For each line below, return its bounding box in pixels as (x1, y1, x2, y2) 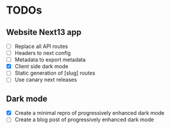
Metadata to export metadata (14, 56, 86, 63)
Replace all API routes (14, 43, 68, 50)
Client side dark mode (14, 63, 69, 70)
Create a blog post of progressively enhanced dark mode (14, 116, 155, 123)
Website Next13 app (6, 27, 81, 37)
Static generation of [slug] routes (14, 69, 96, 77)
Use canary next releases (14, 76, 77, 83)
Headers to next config (14, 50, 71, 57)
